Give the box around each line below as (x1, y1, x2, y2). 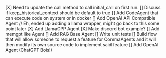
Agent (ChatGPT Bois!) (5, 47, 53, 53)
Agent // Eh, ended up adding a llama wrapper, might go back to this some (5, 20, 160, 26)
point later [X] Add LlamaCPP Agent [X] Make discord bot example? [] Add (5, 26, 160, 32)
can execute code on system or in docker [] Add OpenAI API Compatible (5, 15, 156, 21)
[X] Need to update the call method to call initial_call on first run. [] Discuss (5, 5, 161, 10)
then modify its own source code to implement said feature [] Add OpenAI (5, 42, 159, 47)
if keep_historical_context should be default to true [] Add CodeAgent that (5, 10, 159, 16)
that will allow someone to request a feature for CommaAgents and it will (5, 36, 156, 42)
